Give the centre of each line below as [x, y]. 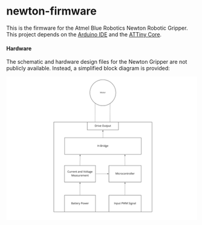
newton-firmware [51, 11]
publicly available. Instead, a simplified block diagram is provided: [88, 69]
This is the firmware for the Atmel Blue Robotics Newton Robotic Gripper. [97, 28]
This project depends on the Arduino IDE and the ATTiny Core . [84, 34]
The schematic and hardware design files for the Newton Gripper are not [97, 62]
